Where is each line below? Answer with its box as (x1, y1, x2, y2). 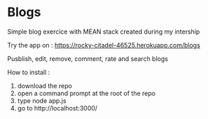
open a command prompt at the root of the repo (17, 89, 156, 97)
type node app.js (17, 96, 67, 105)
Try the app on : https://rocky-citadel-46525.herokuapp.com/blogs (7, 41, 201, 49)
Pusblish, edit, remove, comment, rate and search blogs (7, 54, 168, 63)
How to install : (7, 68, 50, 76)
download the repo (17, 81, 72, 90)
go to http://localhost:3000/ (17, 104, 98, 112)
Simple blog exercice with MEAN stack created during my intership (7, 27, 200, 36)
